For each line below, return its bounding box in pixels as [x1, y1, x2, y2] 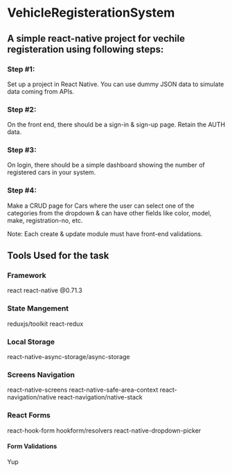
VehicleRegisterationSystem [7, 5, 175, 21]
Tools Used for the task [7, 250, 109, 262]
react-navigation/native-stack [57, 393, 143, 401]
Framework [7, 271, 46, 281]
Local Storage [7, 337, 55, 347]
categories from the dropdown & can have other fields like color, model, [7, 208, 212, 217]
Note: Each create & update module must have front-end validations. [7, 229, 203, 238]
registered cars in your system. [7, 168, 96, 176]
